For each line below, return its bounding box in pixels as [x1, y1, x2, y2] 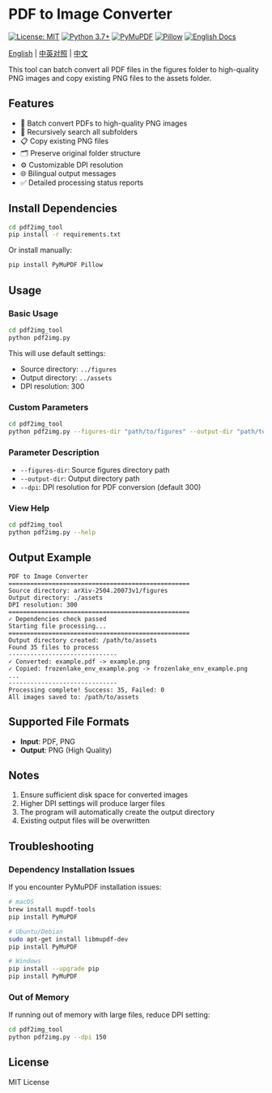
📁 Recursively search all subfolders [19, 126, 138, 136]
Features [8, 96, 54, 110]
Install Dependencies [8, 202, 117, 216]
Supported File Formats [8, 715, 130, 729]
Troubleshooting [8, 839, 95, 853]
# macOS [8, 898, 35, 907]
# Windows [8, 958, 42, 966]
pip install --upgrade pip [8, 965, 100, 973]
